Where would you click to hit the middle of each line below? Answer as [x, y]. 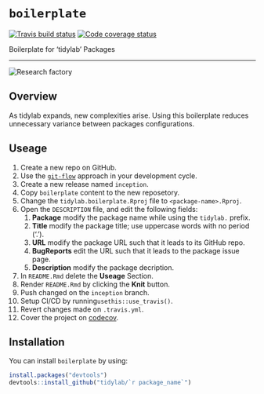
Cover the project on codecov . [69, 317]
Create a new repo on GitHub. [68, 167]
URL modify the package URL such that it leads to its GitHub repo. [138, 243]
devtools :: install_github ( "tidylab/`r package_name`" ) [100, 383]
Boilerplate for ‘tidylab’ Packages [62, 49]
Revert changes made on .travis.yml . [82, 309]
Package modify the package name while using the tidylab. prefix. [141, 217]
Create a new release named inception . [84, 184]
